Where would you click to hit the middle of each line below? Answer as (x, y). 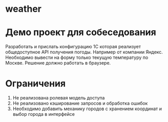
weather (24, 9)
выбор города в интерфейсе (44, 114)
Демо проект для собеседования (81, 33)
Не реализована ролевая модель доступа (59, 98)
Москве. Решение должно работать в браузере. (58, 63)
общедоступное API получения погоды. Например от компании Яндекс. (84, 52)
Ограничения (35, 84)
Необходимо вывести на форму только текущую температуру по (77, 57)
